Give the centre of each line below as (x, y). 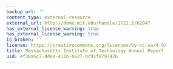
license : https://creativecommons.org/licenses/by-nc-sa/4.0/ (86, 46)
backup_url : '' (25, 12)
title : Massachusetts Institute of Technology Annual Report (85, 51)
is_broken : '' (24, 40)
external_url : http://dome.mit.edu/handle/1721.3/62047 (78, 23)
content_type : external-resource (49, 17)
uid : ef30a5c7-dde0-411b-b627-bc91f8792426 (62, 56)
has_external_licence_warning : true (53, 28)
